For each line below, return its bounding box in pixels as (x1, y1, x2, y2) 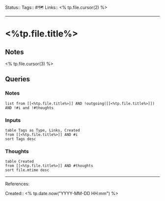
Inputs (5, 117, 21, 124)
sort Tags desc (5, 136, 36, 141)
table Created (5, 159, 34, 164)
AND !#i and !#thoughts (5, 105, 54, 110)
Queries (5, 75, 30, 83)
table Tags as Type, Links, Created (5, 128, 80, 133)
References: (5, 181, 29, 187)
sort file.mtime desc (5, 167, 50, 173)
